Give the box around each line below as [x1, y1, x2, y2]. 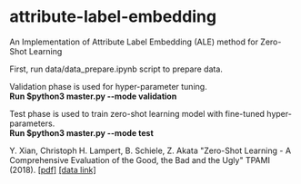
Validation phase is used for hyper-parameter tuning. [9, 81, 207, 92]
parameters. [9, 118, 55, 129]
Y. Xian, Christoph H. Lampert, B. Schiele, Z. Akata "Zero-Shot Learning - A [9, 145, 292, 156]
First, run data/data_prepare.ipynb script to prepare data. [9, 63, 223, 74]
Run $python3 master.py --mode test [9, 127, 155, 138]
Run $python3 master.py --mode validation [9, 91, 177, 102]
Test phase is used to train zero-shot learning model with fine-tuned [9, 108, 266, 119]
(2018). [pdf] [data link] [9, 164, 97, 175]
